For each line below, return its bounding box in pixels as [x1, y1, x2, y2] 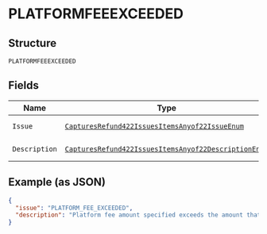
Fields [8, 79, 40, 92]
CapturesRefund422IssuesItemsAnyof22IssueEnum [64, 121, 245, 131]
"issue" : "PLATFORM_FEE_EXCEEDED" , [15, 204, 133, 212]
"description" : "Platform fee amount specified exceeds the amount [15, 211, 244, 219]
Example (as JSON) [8, 175, 106, 189]
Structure [8, 36, 57, 50]
